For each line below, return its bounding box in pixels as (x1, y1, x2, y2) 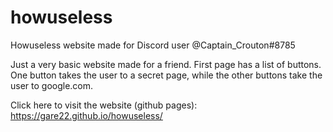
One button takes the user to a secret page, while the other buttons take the (10, 69, 323, 81)
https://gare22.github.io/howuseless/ (10, 109, 163, 121)
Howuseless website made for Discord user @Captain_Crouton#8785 (10, 39, 296, 51)
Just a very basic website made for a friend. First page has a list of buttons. (10, 58, 322, 70)
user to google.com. (10, 79, 94, 91)
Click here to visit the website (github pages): (10, 99, 198, 111)
